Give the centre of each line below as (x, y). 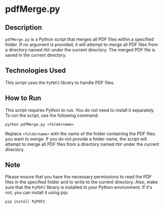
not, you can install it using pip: (37, 193)
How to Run (23, 98)
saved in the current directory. (36, 55)
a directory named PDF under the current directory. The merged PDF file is (80, 50)
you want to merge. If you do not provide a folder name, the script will (76, 139)
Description (23, 27)
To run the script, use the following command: (52, 115)
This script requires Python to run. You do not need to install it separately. (80, 110)
